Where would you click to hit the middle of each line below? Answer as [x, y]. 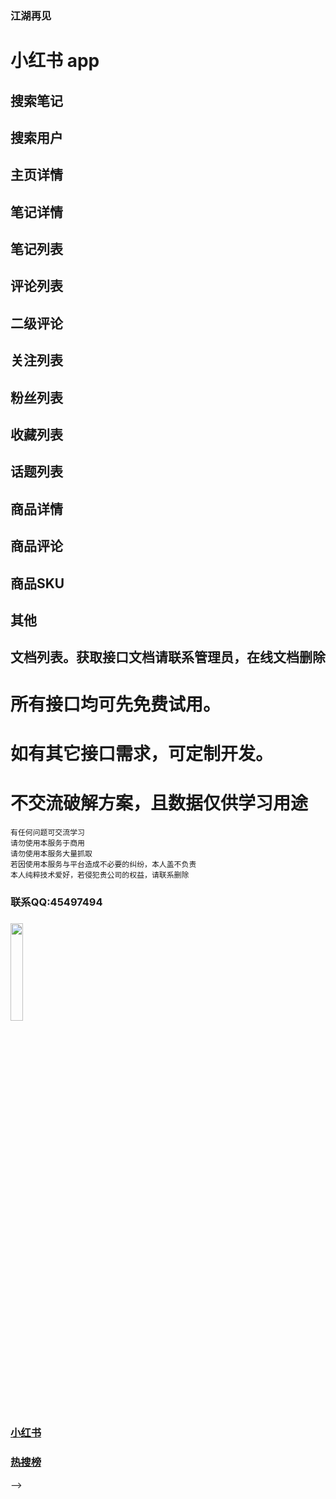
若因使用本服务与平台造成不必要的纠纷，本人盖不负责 [103, 864]
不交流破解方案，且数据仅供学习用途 [159, 803]
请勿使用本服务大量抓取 [51, 853]
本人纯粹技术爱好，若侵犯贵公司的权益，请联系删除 [100, 875]
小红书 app [55, 61]
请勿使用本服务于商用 [47, 843]
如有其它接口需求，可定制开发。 [142, 753]
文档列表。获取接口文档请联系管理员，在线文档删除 [168, 657]
